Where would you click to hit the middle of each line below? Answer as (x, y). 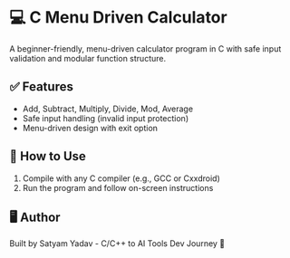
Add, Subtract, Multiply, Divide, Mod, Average (107, 109)
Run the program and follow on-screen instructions (118, 187)
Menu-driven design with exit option (90, 128)
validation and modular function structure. (87, 58)
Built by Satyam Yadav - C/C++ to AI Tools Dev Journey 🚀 (117, 244)
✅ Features (42, 87)
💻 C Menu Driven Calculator (119, 18)
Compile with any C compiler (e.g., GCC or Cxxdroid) (121, 178)
